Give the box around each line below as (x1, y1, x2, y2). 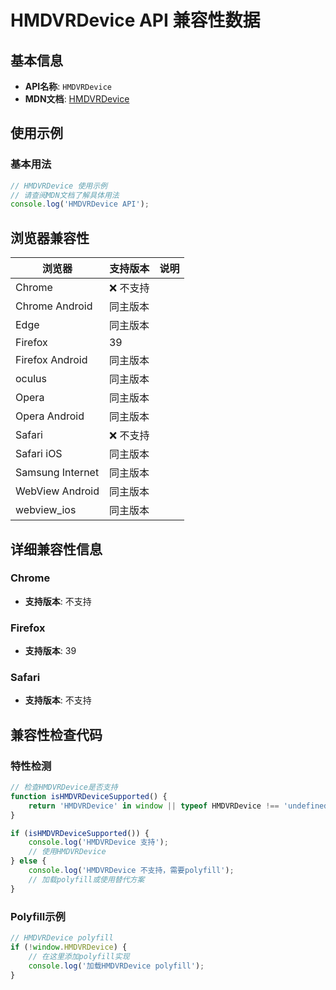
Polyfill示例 (10, 909, 66, 923)
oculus (15, 372, 47, 386)
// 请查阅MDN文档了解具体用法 (10, 190, 120, 200)
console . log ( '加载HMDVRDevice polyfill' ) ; (28, 961, 205, 971)
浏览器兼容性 (10, 229, 90, 246)
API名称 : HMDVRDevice (24, 81, 112, 92)
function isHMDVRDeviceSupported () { (10, 791, 168, 801)
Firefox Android (15, 353, 88, 367)
